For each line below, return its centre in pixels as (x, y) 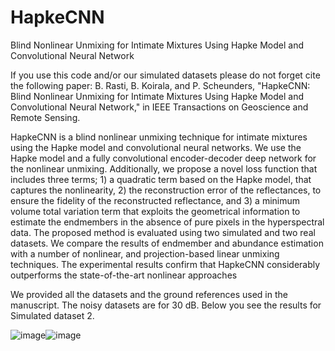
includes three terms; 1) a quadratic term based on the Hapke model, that (161, 179)
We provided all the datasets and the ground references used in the (149, 294)
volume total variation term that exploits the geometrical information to (155, 211)
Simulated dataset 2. (52, 315)
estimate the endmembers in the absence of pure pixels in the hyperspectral (167, 222)
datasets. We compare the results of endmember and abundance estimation (167, 243)
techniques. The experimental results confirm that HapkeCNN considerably (165, 264)
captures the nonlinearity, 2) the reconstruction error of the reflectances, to (166, 190)
